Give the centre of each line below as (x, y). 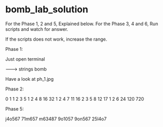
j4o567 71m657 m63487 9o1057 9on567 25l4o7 (56, 119)
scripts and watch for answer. (37, 29)
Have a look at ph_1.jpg (30, 79)
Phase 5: (15, 108)
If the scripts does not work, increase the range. (56, 39)
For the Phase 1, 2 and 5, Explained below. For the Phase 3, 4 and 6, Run (82, 24)
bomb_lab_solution (47, 10)
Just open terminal (25, 59)
